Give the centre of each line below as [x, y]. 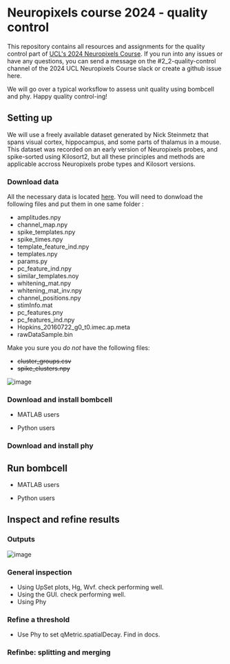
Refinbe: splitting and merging [59, 652]
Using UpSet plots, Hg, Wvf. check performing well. [90, 588]
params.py [32, 261]
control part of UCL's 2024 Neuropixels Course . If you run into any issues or [115, 54]
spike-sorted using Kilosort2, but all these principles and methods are [106, 156]
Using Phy [32, 602]
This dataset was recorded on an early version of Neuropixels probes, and [113, 149]
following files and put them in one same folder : [75, 204]
